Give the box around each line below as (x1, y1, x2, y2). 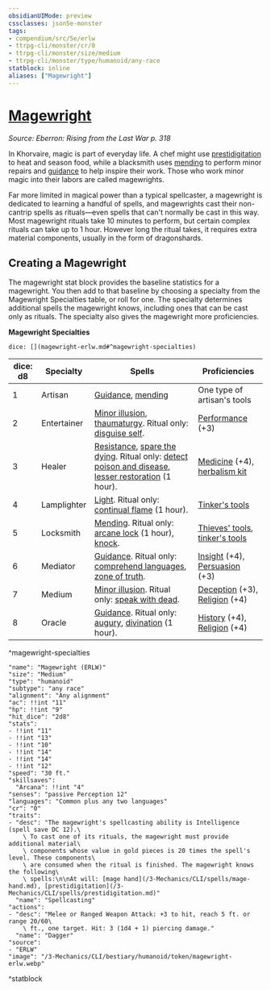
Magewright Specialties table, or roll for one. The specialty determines (8, 295, 243, 305)
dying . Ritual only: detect (94, 451, 188, 462)
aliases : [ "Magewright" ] (8, 72, 92, 80)
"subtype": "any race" (8, 684, 85, 693)
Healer (41, 461, 67, 472)
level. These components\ (8, 854, 95, 863)
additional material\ (8, 840, 81, 848)
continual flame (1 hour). (94, 505, 189, 516)
